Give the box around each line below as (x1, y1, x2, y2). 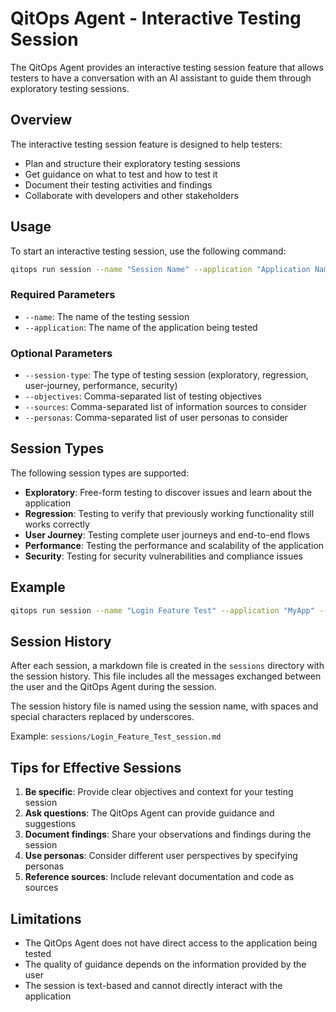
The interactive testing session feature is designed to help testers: (10, 138, 283, 150)
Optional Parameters (10, 346, 113, 360)
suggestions (24, 818, 77, 830)
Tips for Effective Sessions (10, 759, 182, 776)
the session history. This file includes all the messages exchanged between (10, 670, 322, 682)
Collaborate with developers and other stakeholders (24, 189, 239, 201)
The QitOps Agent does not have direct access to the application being (24, 937, 318, 949)
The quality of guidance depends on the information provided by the (24, 958, 307, 970)
